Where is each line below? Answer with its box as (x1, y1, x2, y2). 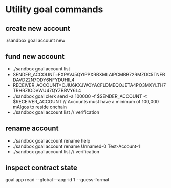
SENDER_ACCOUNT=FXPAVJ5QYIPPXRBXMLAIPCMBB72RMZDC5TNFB (12, 71, 165, 77)
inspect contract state (5, 163, 78, 172)
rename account (5, 124, 59, 133)
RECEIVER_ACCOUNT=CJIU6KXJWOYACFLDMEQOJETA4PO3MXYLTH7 (12, 82, 166, 88)
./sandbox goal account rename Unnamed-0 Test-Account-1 (12, 143, 140, 149)
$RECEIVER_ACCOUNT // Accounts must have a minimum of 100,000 (12, 98, 159, 104)
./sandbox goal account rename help (12, 137, 91, 144)
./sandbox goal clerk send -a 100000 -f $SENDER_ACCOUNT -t (12, 93, 147, 99)
